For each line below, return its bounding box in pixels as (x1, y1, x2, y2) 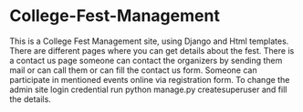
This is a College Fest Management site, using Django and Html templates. (9, 36, 289, 46)
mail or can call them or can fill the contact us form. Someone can (9, 65, 257, 76)
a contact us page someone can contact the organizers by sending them (9, 55, 283, 66)
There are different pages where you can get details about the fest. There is (9, 45, 295, 56)
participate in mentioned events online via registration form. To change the (9, 74, 290, 85)
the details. (9, 93, 52, 105)
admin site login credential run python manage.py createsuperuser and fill (9, 84, 287, 95)
